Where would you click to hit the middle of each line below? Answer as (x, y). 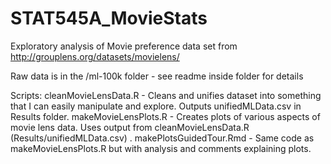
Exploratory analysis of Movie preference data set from (124, 46)
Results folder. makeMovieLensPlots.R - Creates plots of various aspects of (165, 116)
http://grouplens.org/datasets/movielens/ (95, 56)
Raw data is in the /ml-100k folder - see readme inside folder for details (157, 76)
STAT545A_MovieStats (109, 18)
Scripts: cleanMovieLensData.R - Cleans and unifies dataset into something (166, 95)
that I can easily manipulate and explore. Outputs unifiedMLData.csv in (156, 106)
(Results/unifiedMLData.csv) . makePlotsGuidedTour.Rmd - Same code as (162, 138)
